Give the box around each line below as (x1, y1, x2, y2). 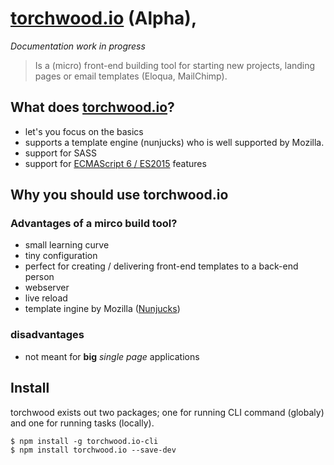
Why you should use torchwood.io (10, 187, 229, 204)
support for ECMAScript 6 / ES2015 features (24, 157, 207, 169)
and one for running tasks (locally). (10, 417, 155, 429)
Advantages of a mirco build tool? (10, 217, 178, 231)
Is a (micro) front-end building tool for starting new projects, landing (34, 59, 316, 71)
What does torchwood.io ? (10, 99, 175, 116)
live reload (24, 292, 68, 304)
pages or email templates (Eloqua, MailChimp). (34, 70, 228, 82)
